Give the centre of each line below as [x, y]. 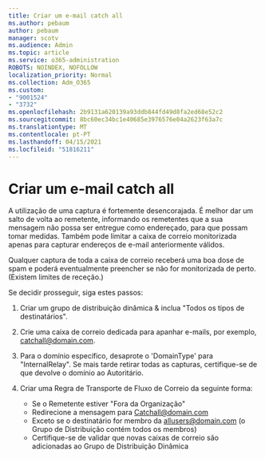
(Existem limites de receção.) [56, 277]
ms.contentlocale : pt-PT [49, 134]
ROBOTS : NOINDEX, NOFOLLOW [53, 68]
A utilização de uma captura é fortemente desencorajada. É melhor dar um [131, 211]
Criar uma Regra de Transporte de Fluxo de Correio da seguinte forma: [136, 389]
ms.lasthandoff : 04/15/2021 [55, 142]
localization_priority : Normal [60, 75]
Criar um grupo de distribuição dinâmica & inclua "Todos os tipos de [132, 308]
